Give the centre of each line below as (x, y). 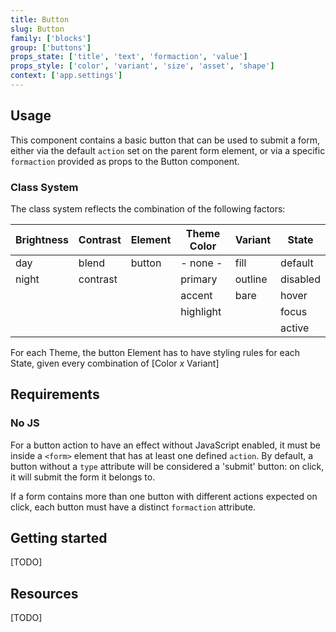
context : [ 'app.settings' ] (66, 76)
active (295, 328)
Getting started (59, 538)
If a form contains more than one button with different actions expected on (164, 496)
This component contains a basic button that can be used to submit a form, (165, 140)
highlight (201, 311)
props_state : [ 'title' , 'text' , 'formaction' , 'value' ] (129, 57)
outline (251, 279)
